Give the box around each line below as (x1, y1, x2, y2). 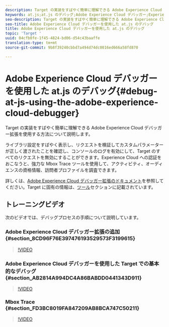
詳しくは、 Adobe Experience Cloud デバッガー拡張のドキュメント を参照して (5, 177, 164, 183)
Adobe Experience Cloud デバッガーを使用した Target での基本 (5, 260, 159, 267)
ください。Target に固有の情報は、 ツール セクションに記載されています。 (5, 184, 156, 190)
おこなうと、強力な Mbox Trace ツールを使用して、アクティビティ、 (5, 160, 146, 167)
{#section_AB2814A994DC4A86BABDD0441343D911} (5, 274, 142, 281)
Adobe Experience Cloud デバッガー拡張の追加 (5, 228, 120, 236)
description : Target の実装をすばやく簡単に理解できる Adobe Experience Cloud (5, 7, 162, 13)
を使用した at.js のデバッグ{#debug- (5, 85, 157, 97)
